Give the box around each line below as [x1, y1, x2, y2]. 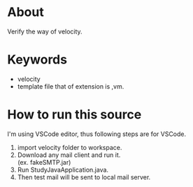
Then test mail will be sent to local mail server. [17, 172, 151, 181]
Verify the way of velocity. [7, 27, 83, 36]
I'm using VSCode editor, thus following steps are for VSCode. [7, 130, 187, 138]
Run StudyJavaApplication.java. [17, 165, 109, 174]
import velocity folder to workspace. [17, 143, 122, 151]
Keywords [7, 52, 68, 68]
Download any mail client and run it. [17, 151, 121, 159]
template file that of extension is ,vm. [17, 82, 124, 91]
